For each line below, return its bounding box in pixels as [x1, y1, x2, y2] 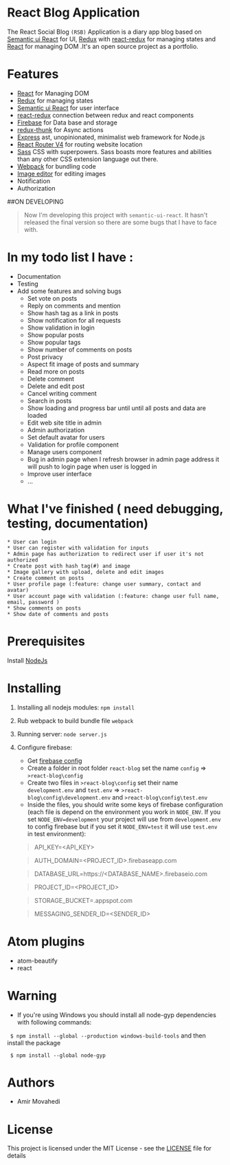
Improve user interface [27, 469, 92, 478]
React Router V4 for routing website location [16, 140, 143, 149]
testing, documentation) [7, 516, 149, 531]
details [7, 1151, 26, 1160]
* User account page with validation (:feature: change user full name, [7, 592, 220, 599]
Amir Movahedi [16, 1098, 60, 1106]
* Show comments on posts [7, 604, 81, 612]
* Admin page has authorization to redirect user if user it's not [7, 551, 205, 557]
